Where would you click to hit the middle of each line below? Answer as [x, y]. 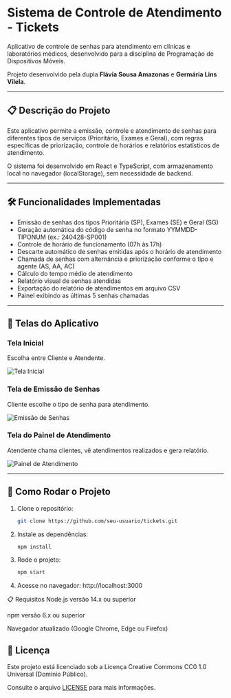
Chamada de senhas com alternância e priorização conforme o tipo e [115, 259]
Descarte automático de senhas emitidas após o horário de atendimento [119, 251]
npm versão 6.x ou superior [46, 615]
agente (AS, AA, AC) [46, 266]
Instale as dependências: [52, 534]
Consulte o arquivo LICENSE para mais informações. [81, 688]
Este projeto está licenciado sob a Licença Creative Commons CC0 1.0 [107, 667]
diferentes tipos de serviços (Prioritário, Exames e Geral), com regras [105, 138]
